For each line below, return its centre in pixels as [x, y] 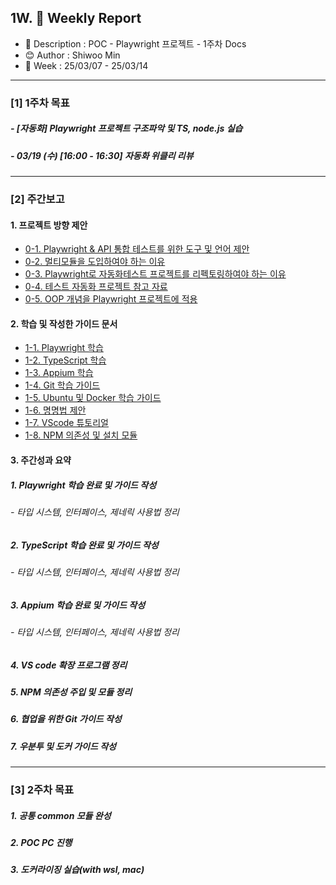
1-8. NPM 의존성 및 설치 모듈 [81, 435]
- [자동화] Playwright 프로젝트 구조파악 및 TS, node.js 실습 [126, 128]
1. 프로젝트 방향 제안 [49, 225]
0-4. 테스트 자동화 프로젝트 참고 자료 [96, 287]
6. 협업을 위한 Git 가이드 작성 [66, 719]
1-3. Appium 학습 [59, 373]
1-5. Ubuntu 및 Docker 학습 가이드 [93, 398]
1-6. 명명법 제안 [55, 410]
